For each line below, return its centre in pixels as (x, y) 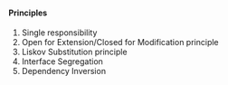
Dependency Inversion (63, 71)
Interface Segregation (62, 61)
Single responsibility (59, 33)
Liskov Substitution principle (74, 52)
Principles (28, 13)
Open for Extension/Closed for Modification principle (120, 42)
